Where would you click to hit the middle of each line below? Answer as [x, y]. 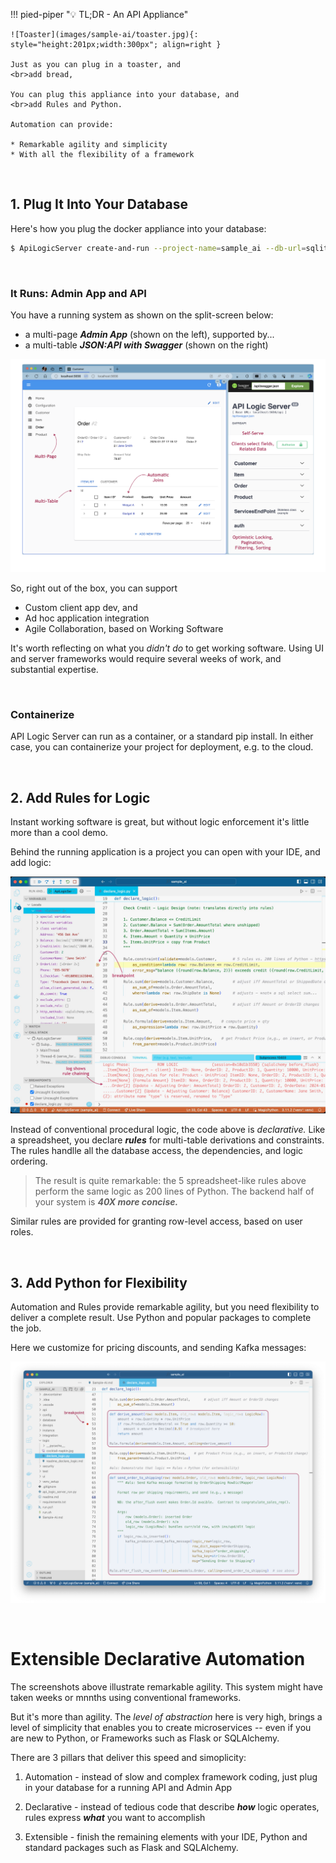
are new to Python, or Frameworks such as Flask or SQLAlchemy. [145, 1738]
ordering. [29, 1161]
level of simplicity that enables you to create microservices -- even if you [161, 1727]
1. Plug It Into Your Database [99, 204]
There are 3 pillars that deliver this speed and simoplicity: [128, 1757]
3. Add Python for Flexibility [99, 1282]
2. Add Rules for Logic [80, 797]
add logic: [31, 863]
